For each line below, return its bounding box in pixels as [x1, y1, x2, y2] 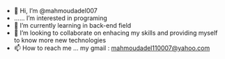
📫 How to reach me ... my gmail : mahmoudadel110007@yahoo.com [13, 44, 210, 52]
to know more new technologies [13, 36, 107, 44]
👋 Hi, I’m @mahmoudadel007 [13, 7, 98, 15]
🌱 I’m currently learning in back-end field [13, 22, 132, 29]
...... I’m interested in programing [13, 14, 108, 22]
